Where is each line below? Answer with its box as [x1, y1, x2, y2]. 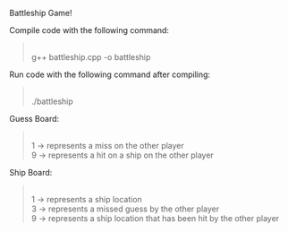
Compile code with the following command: [9, 25, 170, 35]
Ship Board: [9, 168, 53, 177]
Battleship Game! [9, 8, 73, 18]
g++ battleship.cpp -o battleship [30, 52, 151, 62]
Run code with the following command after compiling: [9, 69, 211, 80]
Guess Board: [9, 114, 60, 124]
